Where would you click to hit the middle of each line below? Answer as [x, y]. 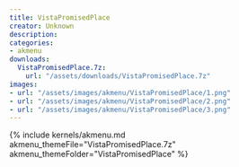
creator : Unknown [42, 26]
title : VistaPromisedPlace [60, 18]
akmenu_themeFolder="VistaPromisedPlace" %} [99, 154]
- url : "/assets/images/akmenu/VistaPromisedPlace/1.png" [120, 92]
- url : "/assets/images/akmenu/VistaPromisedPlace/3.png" [120, 110]
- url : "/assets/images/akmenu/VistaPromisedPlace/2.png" [120, 101]
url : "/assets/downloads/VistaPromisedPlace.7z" [118, 76]
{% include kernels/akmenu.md [67, 135]
